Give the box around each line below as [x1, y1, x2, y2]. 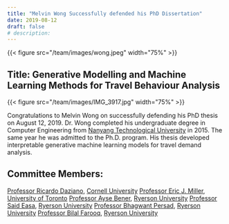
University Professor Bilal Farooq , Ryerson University [7, 209, 158, 217]
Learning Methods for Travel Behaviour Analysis [7, 79, 220, 91]
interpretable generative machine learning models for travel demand [7, 141, 202, 149]
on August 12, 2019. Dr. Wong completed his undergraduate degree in [7, 119, 206, 127]
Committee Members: [7, 168, 104, 180]
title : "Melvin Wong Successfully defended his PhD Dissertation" [7, 10, 203, 17]
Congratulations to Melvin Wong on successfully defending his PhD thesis [7, 112, 218, 120]
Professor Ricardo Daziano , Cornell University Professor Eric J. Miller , [7, 187, 205, 195]
